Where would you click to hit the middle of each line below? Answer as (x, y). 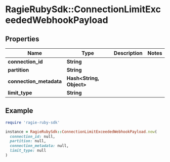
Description (128, 53)
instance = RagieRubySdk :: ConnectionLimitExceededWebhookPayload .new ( (81, 132)
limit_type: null (28, 151)
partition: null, (28, 141)
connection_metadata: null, (39, 146)
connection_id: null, (33, 136)
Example (19, 111)
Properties (22, 39)
